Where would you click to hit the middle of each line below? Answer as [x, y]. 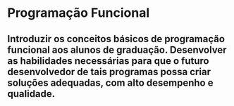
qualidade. [31, 94]
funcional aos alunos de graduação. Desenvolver [117, 49]
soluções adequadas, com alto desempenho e [110, 82]
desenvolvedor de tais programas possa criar [109, 72]
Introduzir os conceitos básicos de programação [116, 39]
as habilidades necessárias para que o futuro [108, 61]
